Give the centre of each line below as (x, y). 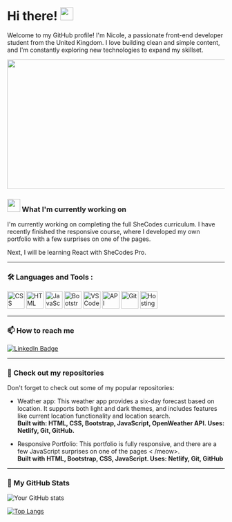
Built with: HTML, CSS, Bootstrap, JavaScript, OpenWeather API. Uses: (121, 423)
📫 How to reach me (41, 331)
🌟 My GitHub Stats (39, 483)
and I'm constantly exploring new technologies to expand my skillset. (105, 50)
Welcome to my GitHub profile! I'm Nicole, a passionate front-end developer (115, 35)
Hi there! (32, 16)
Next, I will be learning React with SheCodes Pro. (77, 253)
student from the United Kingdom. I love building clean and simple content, (114, 42)
